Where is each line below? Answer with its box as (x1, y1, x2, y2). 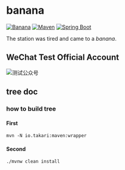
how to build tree (6, 105, 56, 113)
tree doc (6, 87, 38, 97)
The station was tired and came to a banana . (6, 35, 117, 42)
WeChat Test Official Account (6, 52, 120, 63)
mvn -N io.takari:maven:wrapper (6, 133, 87, 139)
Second (6, 145, 26, 153)
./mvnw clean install (6, 159, 60, 165)
